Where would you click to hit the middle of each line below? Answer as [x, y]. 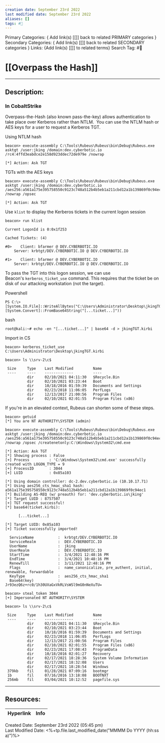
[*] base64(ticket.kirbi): [33, 507]
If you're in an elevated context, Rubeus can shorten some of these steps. [80, 408]
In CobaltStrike [23, 106]
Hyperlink [19, 713]
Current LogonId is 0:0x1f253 [36, 229]
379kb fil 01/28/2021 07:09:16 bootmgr [58, 671]
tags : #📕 [14, 23]
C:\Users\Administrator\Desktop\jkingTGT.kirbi [55, 351]
